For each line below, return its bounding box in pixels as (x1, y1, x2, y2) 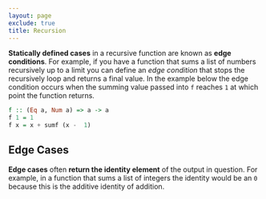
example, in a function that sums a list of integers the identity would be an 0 (8, 173, 258, 182)
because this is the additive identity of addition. (8, 181, 165, 191)
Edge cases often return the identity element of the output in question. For (8, 165, 258, 174)
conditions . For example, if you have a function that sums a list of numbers (8, 57, 256, 66)
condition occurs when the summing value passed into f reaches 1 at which (8, 82, 259, 92)
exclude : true (8, 19, 56, 27)
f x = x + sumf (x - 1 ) (8, 121, 91, 129)
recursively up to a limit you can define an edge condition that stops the (8, 66, 245, 75)
